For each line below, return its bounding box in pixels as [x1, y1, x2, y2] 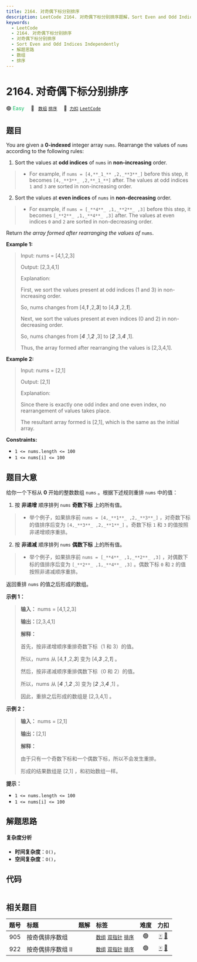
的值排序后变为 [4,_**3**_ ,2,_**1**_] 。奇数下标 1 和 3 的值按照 [29, 521, 189, 529]
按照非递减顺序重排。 [29, 568, 81, 575]
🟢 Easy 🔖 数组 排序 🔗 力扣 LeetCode [6, 105, 101, 112]
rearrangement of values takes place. [20, 407, 111, 414]
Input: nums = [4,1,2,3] [20, 252, 75, 259]
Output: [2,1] [20, 378, 51, 385]
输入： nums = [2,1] [20, 718, 67, 725]
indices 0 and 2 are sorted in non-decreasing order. [29, 218, 154, 225]
